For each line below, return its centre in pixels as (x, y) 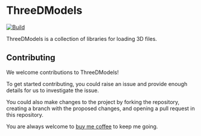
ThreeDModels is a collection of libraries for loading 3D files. (82, 39)
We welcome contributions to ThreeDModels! (62, 72)
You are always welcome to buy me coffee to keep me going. (82, 126)
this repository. (25, 114)
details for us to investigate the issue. (53, 90)
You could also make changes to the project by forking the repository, (93, 102)
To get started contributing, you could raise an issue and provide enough (97, 84)
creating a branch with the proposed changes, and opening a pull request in (101, 108)
